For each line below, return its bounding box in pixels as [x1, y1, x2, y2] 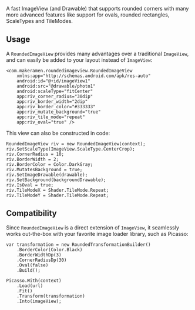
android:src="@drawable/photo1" [16, 83, 96, 89]
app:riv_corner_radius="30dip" [16, 94, 93, 99]
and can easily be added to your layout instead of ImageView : [6, 56, 153, 64]
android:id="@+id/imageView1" [16, 78, 91, 84]
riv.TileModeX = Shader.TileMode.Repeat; [6, 187, 109, 193]
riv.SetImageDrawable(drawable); [6, 172, 88, 178]
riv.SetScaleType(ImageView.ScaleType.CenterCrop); [6, 146, 135, 152]
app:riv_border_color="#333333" [16, 104, 96, 109]
